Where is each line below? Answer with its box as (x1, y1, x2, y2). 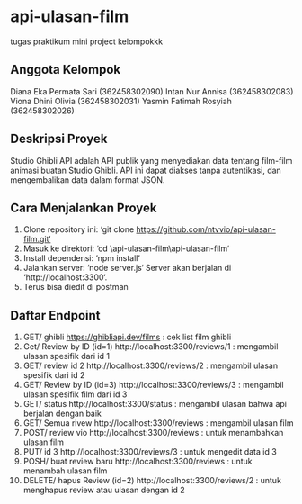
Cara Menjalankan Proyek (10, 200, 157, 215)
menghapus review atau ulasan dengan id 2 (22, 484, 185, 496)
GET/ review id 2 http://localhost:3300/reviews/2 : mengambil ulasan (22, 360, 279, 371)
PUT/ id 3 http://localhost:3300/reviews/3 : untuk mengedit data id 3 (22, 446, 277, 457)
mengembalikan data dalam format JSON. (10, 174, 165, 185)
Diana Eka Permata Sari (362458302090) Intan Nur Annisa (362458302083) (10, 85, 294, 96)
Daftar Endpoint (10, 308, 102, 323)
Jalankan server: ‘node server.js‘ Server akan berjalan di (22, 263, 232, 274)
